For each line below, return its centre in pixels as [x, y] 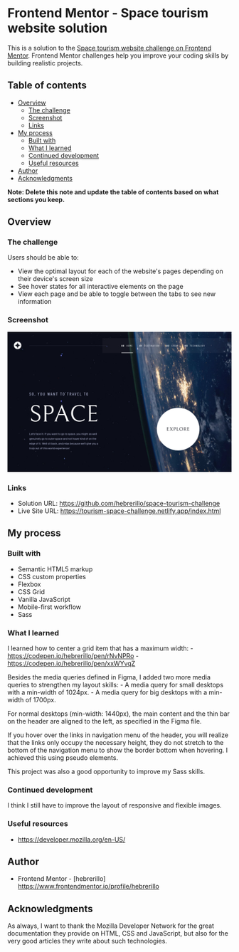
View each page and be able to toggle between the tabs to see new [116, 294]
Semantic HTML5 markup [55, 569]
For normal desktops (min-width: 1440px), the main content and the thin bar [118, 714]
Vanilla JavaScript [44, 599]
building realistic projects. [45, 63]
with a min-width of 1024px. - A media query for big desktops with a [107, 692]
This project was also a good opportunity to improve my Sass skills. [106, 772]
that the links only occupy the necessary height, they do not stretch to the [116, 743]
